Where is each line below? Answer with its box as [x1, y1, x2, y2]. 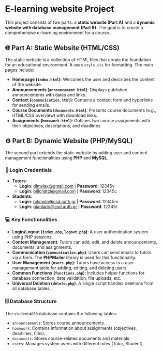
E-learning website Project [5, 3, 115, 15]
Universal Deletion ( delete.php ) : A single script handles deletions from [12, 280, 154, 287]
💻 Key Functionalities [5, 216, 58, 223]
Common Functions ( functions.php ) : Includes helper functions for [12, 270, 145, 276]
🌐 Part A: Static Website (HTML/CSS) [5, 44, 120, 52]
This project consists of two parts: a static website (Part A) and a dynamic [5, 19, 155, 25]
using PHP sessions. [12, 234, 53, 240]
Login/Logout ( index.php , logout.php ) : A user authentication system [12, 229, 148, 235]
